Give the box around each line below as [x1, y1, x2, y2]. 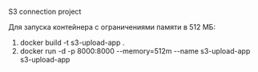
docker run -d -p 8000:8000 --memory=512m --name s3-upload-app [19, 46, 251, 55]
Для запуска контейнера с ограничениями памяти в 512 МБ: [8, 22, 216, 31]
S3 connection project [8, 7, 82, 16]
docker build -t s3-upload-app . [19, 38, 125, 47]
